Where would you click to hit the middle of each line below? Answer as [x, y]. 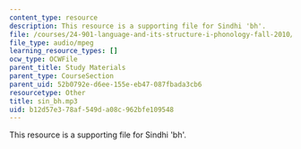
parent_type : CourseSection [62, 76]
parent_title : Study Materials [68, 68]
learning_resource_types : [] [64, 51]
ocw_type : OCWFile [43, 59]
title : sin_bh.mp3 [43, 101]
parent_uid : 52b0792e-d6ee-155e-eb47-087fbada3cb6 [106, 84]
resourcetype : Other [48, 92]
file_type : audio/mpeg [52, 43]
